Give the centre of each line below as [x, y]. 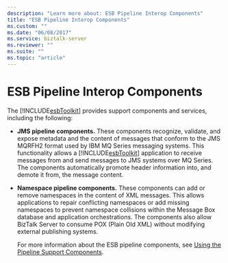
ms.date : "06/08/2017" [39, 32]
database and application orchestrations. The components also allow [114, 217]
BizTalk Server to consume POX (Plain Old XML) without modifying [111, 224]
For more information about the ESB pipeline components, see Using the [119, 245]
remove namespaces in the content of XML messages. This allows [111, 195]
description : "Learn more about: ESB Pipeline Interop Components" [105, 13]
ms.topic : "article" [37, 58]
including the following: [40, 117]
